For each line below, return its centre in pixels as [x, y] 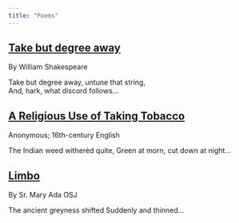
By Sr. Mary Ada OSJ [43, 195]
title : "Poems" [34, 16]
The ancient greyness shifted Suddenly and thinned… [96, 210]
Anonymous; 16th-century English [64, 135]
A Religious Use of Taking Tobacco [97, 116]
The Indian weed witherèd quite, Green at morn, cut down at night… [120, 151]
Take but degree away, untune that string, [77, 82]
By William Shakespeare [48, 67]
